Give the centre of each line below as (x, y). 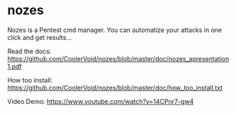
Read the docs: (29, 51)
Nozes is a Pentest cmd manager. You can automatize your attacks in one (115, 30)
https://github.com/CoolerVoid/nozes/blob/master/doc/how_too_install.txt (115, 87)
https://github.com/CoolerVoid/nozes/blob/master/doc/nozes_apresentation (118, 58)
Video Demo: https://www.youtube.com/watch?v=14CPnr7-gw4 (101, 101)
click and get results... (40, 37)
